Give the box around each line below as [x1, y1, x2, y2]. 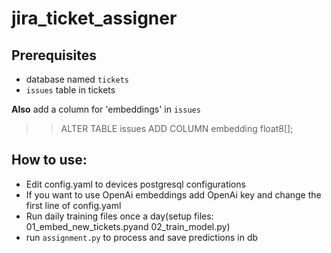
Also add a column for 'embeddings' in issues [11, 103, 201, 115]
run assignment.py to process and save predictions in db [25, 231, 259, 243]
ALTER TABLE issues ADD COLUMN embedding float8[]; [60, 123, 294, 134]
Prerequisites [11, 47, 97, 64]
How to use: [11, 152, 88, 169]
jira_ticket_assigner [11, 7, 178, 30]
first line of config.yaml [25, 199, 122, 211]
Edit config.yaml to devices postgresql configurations [25, 178, 246, 190]
